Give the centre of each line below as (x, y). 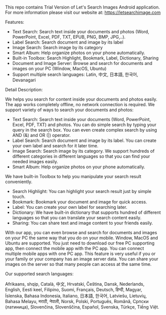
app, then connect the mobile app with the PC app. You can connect (75, 248)
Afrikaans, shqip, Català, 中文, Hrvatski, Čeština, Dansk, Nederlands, (75, 284)
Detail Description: (24, 90)
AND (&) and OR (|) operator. (41, 135)
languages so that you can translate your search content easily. (77, 218)
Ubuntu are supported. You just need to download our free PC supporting (80, 243)
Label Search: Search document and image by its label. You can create (84, 140)
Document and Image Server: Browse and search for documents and (82, 63)
